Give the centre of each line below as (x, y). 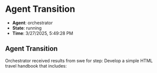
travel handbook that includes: (36, 66)
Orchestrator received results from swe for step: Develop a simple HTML (79, 61)
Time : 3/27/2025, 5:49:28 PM (42, 33)
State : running (27, 28)
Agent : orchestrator (33, 23)
